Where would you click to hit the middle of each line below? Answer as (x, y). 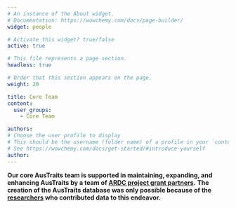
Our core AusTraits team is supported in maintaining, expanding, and (110, 175)
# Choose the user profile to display (64, 136)
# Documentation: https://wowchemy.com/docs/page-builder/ (96, 20)
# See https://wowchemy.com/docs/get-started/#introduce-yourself (106, 148)
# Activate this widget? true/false (61, 39)
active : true (26, 46)
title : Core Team (33, 97)
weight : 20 (23, 84)
